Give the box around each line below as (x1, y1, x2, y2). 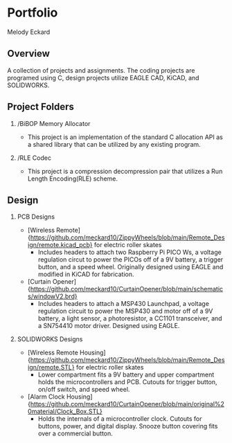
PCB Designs (17, 213, 55, 221)
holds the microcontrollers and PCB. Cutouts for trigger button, (37, 378, 217, 386)
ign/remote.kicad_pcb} (27, 241, 93, 249)
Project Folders (7, 101, 75, 113)
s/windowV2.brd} (27, 292, 78, 300)
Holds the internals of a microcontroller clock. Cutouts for (37, 415, 202, 423)
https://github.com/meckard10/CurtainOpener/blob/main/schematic (30, 285, 224, 293)
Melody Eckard (7, 28, 51, 36)
